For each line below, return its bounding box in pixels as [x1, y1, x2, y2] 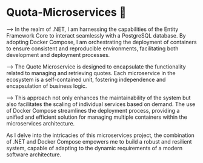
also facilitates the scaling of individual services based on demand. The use [6, 100, 196, 108]
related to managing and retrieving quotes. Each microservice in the [6, 69, 176, 76]
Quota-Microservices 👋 [6, 5, 127, 19]
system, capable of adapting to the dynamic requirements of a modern [6, 144, 183, 151]
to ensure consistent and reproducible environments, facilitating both [6, 45, 179, 52]
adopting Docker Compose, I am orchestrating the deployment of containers [6, 38, 197, 45]
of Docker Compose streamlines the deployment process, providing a [6, 107, 180, 114]
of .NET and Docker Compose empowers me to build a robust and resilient [6, 138, 192, 145]
